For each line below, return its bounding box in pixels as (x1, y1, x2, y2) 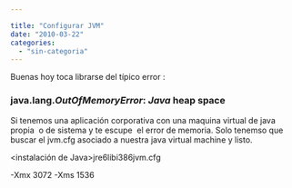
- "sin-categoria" (18, 46, 89, 55)
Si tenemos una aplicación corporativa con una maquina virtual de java (10, 114, 276, 125)
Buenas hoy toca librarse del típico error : (10, 72, 166, 83)
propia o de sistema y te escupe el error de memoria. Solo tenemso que (10, 124, 284, 135)
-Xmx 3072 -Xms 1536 (10, 169, 95, 180)
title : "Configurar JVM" (10, 21, 105, 30)
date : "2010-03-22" (10, 29, 85, 39)
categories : (10, 38, 55, 47)
